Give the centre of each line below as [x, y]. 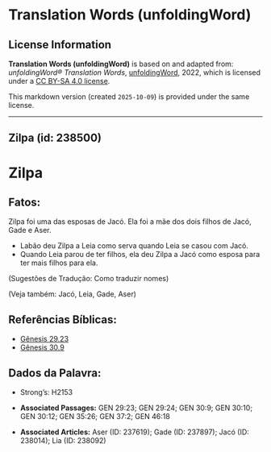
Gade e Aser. [30, 230]
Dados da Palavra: [55, 373]
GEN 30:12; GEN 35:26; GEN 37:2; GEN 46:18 [95, 417]
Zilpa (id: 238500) [55, 138]
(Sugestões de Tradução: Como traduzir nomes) [89, 279]
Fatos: [25, 202]
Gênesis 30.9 [42, 347]
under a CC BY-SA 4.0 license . [59, 81]
